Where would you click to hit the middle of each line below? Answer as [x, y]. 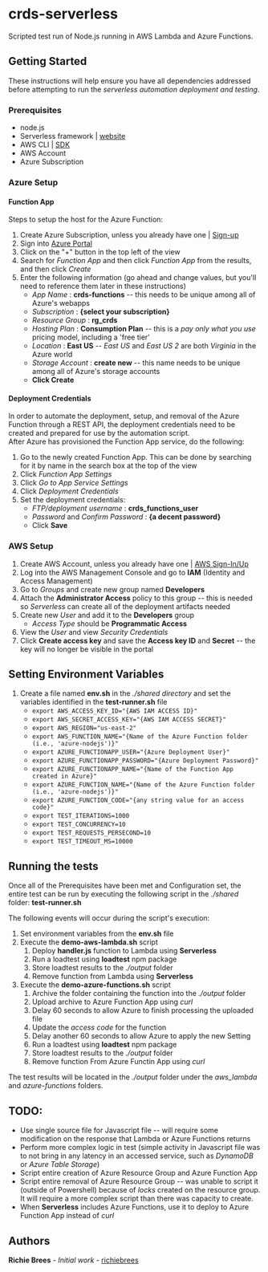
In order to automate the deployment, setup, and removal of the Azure [124, 416]
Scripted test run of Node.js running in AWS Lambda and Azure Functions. [131, 36]
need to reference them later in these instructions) [103, 287]
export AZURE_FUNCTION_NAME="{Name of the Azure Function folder [143, 785]
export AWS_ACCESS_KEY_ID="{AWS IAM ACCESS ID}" [115, 711]
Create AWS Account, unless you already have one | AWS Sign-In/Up [134, 563]
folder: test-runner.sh [45, 903]
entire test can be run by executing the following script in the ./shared [124, 894]
